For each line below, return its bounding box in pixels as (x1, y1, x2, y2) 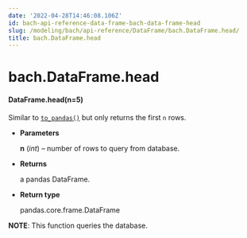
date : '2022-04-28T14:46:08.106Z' (8, 11, 123, 20)
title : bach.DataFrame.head (8, 33, 102, 42)
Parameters (19, 128, 60, 138)
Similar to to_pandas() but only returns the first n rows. (8, 112, 187, 122)
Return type (19, 189, 60, 199)
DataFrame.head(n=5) (8, 95, 83, 104)
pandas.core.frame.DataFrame (19, 205, 121, 215)
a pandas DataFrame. (19, 174, 91, 184)
